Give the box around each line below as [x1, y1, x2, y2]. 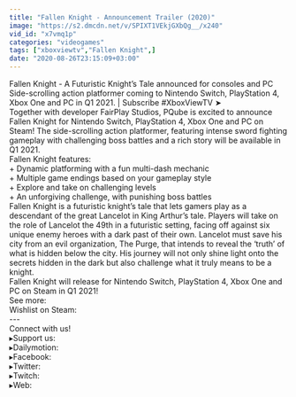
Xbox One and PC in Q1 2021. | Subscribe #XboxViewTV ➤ [9, 97, 223, 107]
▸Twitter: [9, 361, 42, 371]
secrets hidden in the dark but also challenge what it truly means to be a [9, 258, 272, 268]
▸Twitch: [9, 370, 40, 381]
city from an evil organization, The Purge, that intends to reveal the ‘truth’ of [9, 238, 285, 249]
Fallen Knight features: [9, 154, 91, 164]
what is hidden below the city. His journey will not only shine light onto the [9, 248, 279, 258]
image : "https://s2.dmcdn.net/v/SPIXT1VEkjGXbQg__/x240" [9, 21, 224, 30]
